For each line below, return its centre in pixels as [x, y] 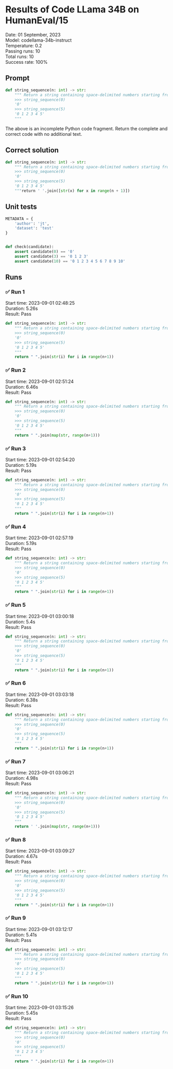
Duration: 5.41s [21, 935]
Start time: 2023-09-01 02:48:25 [40, 303]
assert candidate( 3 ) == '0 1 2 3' [51, 256]
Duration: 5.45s [22, 1013]
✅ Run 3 [16, 448]
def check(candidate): [30, 247]
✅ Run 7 [15, 761]
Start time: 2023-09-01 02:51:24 [40, 381]
